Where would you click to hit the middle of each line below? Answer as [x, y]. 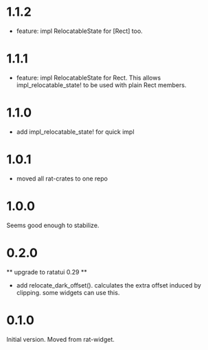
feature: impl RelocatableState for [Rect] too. [80, 31]
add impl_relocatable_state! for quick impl [75, 132]
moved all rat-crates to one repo [62, 178]
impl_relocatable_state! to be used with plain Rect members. [101, 85]
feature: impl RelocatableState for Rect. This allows [89, 78]
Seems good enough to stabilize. [53, 225]
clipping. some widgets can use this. [68, 292]
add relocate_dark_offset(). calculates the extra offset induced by [109, 285]
